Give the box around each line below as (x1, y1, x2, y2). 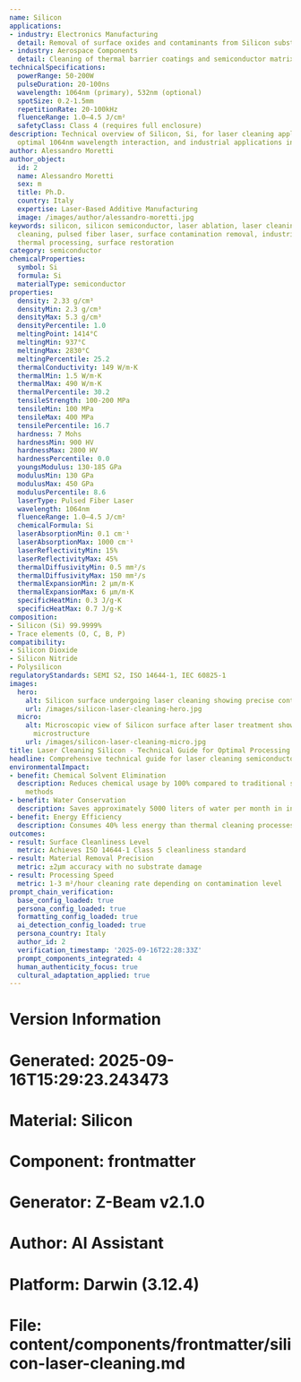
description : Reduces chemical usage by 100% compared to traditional (17, 779, 287, 788)
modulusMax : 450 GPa (17, 479, 94, 488)
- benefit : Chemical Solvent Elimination (9, 771, 167, 780)
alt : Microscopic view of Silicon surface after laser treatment (25, 721, 275, 730)
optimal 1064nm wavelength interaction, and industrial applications (17, 138, 282, 147)
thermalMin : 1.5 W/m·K (17, 371, 102, 381)
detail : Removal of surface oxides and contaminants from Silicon (17, 38, 271, 47)
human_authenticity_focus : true (17, 962, 139, 972)
